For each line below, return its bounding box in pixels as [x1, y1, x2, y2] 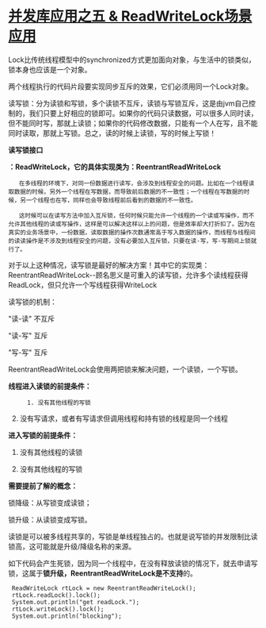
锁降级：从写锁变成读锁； [8, 498, 92, 507]
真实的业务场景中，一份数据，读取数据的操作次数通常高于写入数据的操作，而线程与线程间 [8, 228, 256, 237]
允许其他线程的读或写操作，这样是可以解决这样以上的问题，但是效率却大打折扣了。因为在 [8, 220, 256, 228]
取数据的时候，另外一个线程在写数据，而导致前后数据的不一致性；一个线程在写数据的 [8, 187, 244, 195]
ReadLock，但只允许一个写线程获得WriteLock [8, 279, 158, 290]
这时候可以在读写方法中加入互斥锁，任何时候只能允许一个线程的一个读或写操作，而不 [18, 211, 255, 219]
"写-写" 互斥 [8, 347, 48, 357]
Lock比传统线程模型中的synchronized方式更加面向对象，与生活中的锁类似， [8, 55, 256, 64]
